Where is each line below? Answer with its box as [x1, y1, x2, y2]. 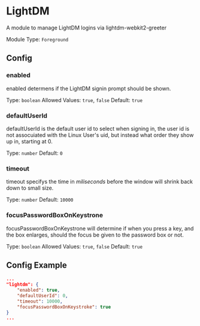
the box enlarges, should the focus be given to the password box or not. [6, 231, 184, 238]
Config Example [6, 260, 67, 270]
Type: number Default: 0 [6, 149, 63, 157]
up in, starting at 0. [6, 137, 53, 145]
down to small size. [6, 184, 54, 192]
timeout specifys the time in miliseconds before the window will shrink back [6, 178, 193, 186]
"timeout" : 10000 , [17, 298, 63, 304]
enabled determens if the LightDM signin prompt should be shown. [6, 85, 171, 92]
